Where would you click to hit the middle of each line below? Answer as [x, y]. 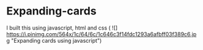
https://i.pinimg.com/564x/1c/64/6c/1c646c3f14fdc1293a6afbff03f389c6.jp [102, 34]
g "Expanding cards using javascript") [54, 40]
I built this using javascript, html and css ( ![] [62, 28]
